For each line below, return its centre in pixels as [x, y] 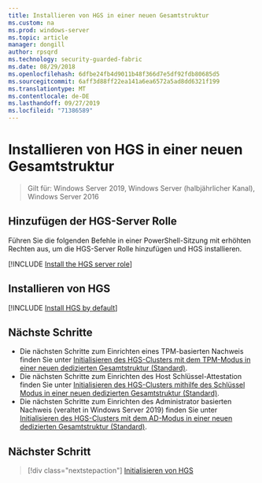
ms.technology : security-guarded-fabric [76, 60]
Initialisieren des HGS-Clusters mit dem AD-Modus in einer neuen [126, 418]
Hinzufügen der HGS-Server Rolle [92, 221]
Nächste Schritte [50, 332]
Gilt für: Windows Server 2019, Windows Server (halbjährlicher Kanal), [141, 188]
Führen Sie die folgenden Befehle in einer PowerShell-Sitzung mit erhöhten [130, 240]
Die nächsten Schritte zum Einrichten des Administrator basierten [125, 402]
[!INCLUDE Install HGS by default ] [63, 307]
